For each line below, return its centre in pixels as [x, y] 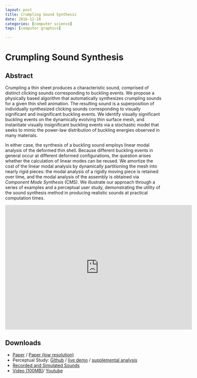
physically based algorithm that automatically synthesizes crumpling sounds [83, 98]
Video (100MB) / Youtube [38, 371]
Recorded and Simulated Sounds [46, 365]
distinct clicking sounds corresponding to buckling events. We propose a [80, 93]
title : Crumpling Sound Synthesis [41, 14]
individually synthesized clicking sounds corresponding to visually [73, 109]
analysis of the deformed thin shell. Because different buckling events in [79, 151]
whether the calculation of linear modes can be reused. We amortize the [79, 161]
